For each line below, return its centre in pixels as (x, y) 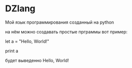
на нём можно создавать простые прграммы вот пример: (66, 32)
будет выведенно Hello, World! (37, 60)
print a (12, 51)
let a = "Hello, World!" (27, 41)
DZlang (20, 9)
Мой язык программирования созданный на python (60, 22)
